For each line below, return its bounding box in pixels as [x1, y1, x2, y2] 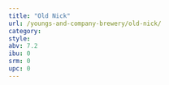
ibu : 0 [8, 49, 31, 57]
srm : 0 [8, 57, 31, 66]
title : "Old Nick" [8, 11, 71, 20]
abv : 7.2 [8, 42, 38, 50]
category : [8, 27, 42, 35]
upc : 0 [8, 65, 31, 73]
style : [8, 34, 31, 43]
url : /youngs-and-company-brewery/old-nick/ [8, 19, 162, 28]
